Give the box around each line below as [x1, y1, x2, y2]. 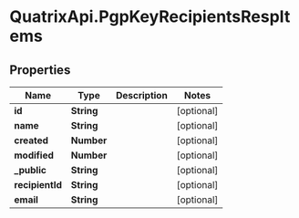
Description [115, 89, 169, 101]
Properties [9, 62, 71, 78]
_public [14, 164, 47, 176]
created [14, 134, 48, 147]
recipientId [14, 179, 62, 191]
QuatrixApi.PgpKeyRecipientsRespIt [9, 6, 291, 27]
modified [14, 149, 55, 161]
